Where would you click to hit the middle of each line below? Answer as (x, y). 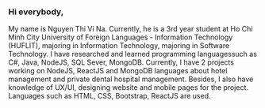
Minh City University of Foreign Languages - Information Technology (121, 37)
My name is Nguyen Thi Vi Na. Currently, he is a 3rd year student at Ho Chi (131, 29)
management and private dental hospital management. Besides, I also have (131, 79)
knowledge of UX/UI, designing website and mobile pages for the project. (128, 88)
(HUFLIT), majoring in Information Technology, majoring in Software (119, 46)
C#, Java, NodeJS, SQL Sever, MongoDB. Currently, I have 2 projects (121, 62)
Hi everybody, (36, 12)
